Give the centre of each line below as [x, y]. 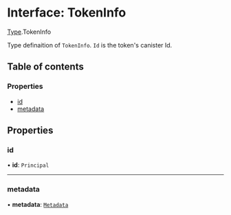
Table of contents [45, 67]
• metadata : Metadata [38, 204]
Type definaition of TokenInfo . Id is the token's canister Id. [90, 45]
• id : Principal [28, 165]
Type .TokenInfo [29, 32]
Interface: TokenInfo [67, 13]
